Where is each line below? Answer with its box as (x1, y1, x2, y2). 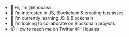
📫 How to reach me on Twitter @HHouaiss (10, 26, 100, 32)
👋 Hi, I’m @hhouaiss (10, 5, 52, 10)
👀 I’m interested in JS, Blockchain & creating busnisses (10, 10, 124, 16)
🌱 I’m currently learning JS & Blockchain (10, 15, 93, 21)
